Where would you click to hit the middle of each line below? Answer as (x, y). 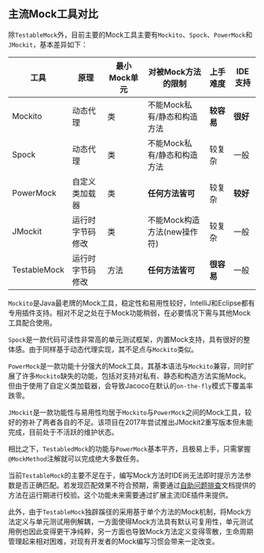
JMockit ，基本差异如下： (48, 44)
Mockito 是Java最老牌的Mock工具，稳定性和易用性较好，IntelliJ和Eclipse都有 (132, 302)
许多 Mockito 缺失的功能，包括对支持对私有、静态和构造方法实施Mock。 (136, 376)
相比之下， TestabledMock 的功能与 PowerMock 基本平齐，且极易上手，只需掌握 (130, 448)
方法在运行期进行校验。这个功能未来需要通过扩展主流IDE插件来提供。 (121, 495)
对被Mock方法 (175, 72)
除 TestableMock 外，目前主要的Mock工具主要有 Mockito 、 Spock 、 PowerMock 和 (130, 35)
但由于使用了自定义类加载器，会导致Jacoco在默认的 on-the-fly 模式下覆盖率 (131, 385)
